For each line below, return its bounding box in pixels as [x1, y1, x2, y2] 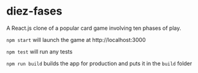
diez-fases [6, 4, 63, 18]
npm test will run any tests [6, 47, 73, 55]
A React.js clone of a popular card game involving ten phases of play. [6, 24, 181, 32]
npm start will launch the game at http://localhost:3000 [6, 36, 146, 43]
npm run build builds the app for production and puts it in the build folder [6, 60, 192, 67]
